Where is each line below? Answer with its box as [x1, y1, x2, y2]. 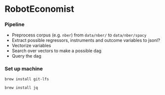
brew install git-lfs [4, 76, 49, 82]
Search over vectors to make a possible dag [11, 48, 102, 54]
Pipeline [4, 21, 25, 28]
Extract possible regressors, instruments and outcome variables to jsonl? [11, 37, 161, 43]
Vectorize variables [11, 43, 51, 49]
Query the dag [11, 53, 41, 59]
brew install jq [4, 85, 38, 90]
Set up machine [4, 65, 43, 72]
